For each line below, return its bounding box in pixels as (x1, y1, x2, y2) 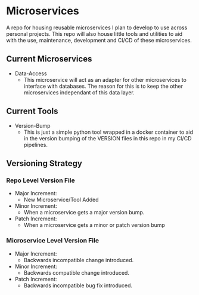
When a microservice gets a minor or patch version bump (23, 222, 166, 229)
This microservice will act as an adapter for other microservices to (23, 76, 186, 83)
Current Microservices (6, 54, 92, 64)
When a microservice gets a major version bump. (23, 209, 145, 216)
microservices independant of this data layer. (23, 88, 135, 96)
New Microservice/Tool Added (23, 196, 99, 204)
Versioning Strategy (6, 158, 82, 168)
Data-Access (14, 70, 47, 77)
